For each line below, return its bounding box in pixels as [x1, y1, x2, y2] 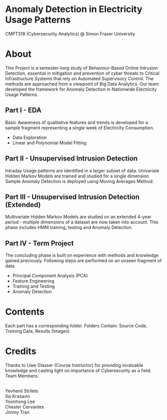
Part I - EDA [5, 106, 41, 115]
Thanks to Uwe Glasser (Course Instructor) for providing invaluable [5, 362, 143, 368]
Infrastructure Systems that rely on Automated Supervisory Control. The [5, 75, 154, 81]
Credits [5, 346, 36, 357]
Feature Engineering [12, 278, 54, 284]
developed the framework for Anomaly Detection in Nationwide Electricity [5, 86, 157, 92]
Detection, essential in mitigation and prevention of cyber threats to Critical [5, 70, 160, 76]
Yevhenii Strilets [5, 388, 38, 394]
